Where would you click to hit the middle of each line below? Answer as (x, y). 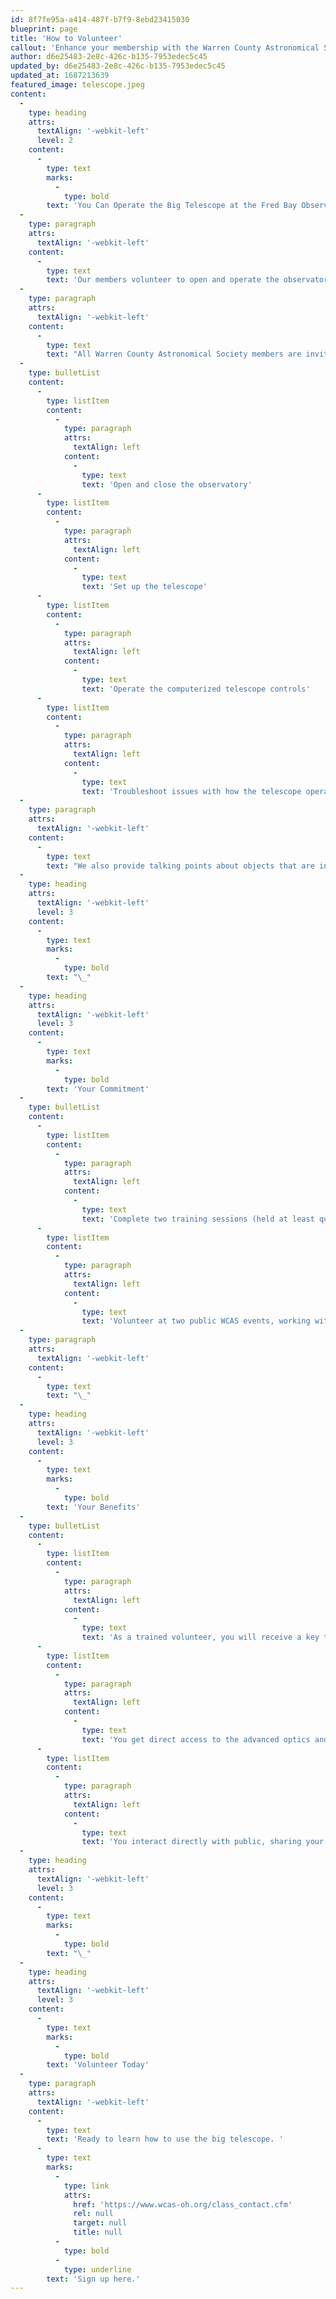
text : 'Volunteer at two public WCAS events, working (196, 1321)
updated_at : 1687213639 (60, 76)
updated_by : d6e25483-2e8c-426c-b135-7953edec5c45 (118, 66)
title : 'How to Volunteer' (66, 38)
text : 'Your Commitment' (98, 1089)
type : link (86, 2186)
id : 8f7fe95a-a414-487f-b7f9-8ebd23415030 (100, 19)
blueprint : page (44, 29)
